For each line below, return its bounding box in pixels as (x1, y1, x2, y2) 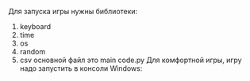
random (19, 47, 46, 56)
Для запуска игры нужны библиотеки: (8, 7, 138, 16)
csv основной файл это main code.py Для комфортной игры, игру (19, 55, 242, 64)
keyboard (19, 22, 52, 31)
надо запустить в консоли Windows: (19, 64, 143, 73)
